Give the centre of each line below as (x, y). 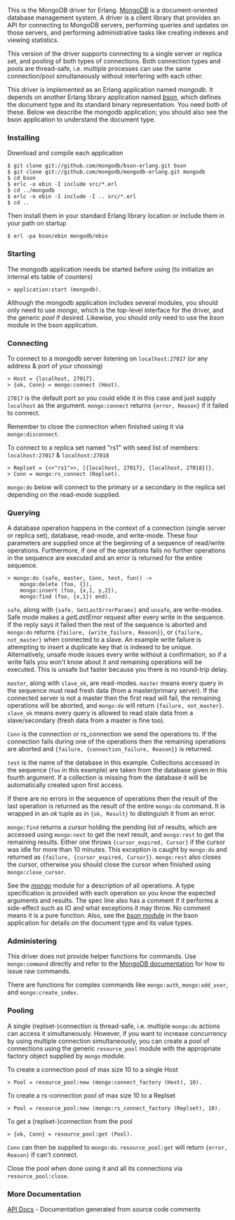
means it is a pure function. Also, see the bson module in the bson (103, 916)
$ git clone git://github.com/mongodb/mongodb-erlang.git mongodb (106, 172)
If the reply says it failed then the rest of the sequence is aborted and (107, 625)
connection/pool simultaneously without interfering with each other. (105, 76)
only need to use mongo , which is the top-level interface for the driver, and (115, 310)
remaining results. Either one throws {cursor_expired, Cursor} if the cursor (116, 842)
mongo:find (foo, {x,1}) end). (66, 597)
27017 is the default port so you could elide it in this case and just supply (112, 398)
